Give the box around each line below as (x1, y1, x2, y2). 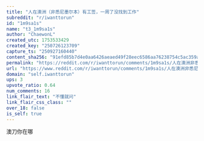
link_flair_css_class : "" (6, 99, 72, 105)
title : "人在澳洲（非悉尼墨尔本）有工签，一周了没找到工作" (6, 9, 140, 15)
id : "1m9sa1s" (6, 20, 42, 26)
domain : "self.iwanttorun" (6, 71, 75, 77)
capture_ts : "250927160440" (6, 49, 78, 55)
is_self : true (6, 111, 42, 117)
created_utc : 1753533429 (6, 37, 69, 43)
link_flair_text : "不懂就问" (6, 94, 76, 100)
